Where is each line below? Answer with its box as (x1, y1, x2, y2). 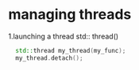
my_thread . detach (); (15, 53, 83, 62)
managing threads (8, 6, 132, 24)
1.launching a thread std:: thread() (8, 31, 119, 41)
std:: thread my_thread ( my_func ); (15, 46, 126, 54)
